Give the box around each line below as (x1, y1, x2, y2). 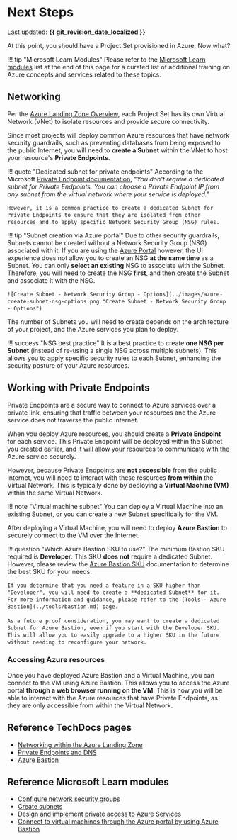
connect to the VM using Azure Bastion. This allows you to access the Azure (7, 678, 230, 687)
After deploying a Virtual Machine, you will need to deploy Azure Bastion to (7, 523, 228, 532)
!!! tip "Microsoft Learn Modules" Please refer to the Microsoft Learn (7, 55, 206, 64)
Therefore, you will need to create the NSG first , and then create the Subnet (7, 269, 229, 277)
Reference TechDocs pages (7, 722, 132, 734)
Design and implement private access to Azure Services (17, 810, 182, 819)
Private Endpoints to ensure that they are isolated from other (7, 211, 201, 218)
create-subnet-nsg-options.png (7, 298, 100, 305)
